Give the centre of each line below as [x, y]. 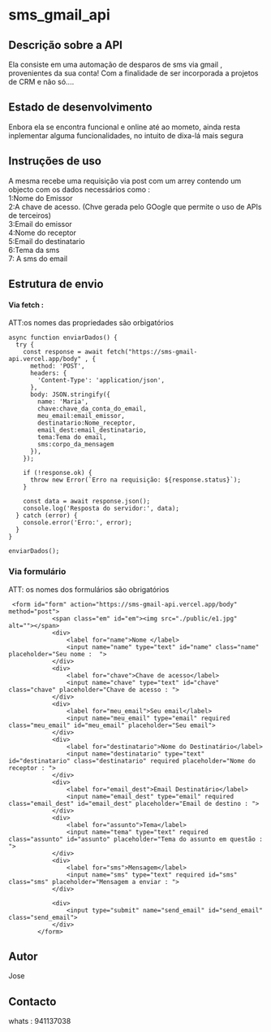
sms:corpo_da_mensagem [76, 445]
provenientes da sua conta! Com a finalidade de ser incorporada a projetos [133, 73]
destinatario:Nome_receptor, [87, 423]
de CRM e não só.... [41, 82]
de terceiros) [30, 215]
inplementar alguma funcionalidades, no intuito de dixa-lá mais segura [126, 135]
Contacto [32, 1002]
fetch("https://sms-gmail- [152, 352]
